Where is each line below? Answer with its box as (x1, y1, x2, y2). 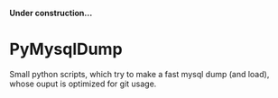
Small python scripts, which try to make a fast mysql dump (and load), (9, 68, 270, 79)
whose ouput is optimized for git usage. (9, 78, 157, 89)
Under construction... (9, 8, 93, 18)
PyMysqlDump (9, 40, 124, 59)
